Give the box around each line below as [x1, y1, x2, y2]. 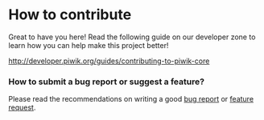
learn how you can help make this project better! [8, 40, 169, 50]
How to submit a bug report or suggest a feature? [8, 76, 205, 87]
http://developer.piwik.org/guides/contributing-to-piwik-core [8, 56, 210, 66]
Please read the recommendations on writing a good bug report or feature [8, 94, 254, 104]
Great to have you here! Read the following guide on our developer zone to [8, 32, 256, 42]
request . [8, 102, 36, 113]
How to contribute [8, 6, 132, 24]
